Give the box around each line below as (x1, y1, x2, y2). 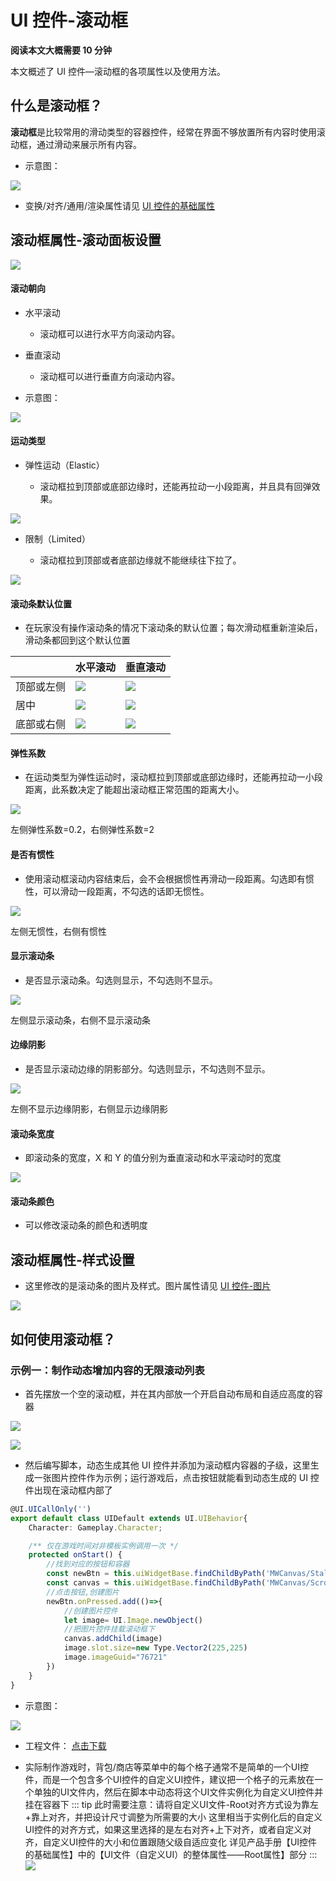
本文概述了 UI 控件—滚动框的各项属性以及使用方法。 (10, 65, 227, 77)
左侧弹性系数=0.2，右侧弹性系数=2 (10, 824, 155, 836)
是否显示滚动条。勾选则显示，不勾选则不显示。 (24, 974, 218, 986)
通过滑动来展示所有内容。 (36, 138, 142, 150)
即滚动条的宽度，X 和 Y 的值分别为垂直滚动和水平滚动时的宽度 (24, 1152, 282, 1164)
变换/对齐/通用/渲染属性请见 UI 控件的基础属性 (24, 199, 215, 211)
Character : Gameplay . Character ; (28, 1522, 163, 1533)
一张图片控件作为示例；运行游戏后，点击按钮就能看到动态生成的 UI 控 (33, 1471, 320, 1483)
